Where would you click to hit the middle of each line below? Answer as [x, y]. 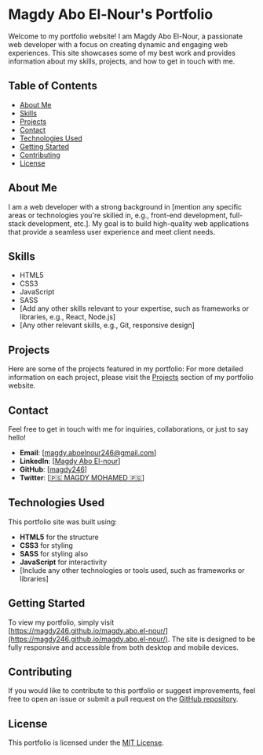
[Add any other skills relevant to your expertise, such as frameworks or [134, 308]
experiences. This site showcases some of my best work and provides [122, 53]
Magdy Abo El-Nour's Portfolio [111, 15]
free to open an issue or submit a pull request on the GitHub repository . [123, 699]
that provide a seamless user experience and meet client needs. [112, 232]
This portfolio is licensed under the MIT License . [86, 742]
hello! [17, 438]
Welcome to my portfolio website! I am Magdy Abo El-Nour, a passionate [126, 36]
